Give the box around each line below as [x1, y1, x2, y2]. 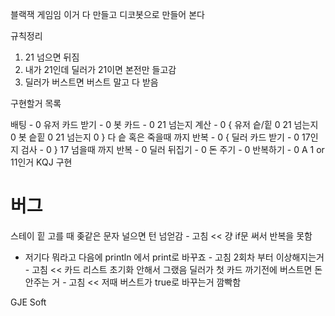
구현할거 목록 [10, 98, 62, 109]
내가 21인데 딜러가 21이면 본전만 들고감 [24, 64, 177, 75]
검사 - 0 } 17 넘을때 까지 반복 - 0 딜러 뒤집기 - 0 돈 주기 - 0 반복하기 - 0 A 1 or [20, 144, 325, 155]
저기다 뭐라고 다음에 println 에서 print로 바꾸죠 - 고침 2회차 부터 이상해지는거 [24, 251, 325, 263]
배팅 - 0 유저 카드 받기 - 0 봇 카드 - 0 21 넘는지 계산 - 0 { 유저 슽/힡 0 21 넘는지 [10, 119, 319, 130]
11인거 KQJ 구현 [10, 156, 73, 168]
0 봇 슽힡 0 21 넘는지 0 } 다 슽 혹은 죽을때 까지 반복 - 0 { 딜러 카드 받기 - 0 [10, 131, 300, 143]
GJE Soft [10, 296, 47, 308]
